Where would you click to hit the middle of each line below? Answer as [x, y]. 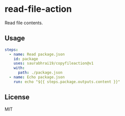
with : [19, 68]
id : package [26, 59]
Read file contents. [24, 23]
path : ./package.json [40, 73]
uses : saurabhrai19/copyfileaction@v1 [54, 63]
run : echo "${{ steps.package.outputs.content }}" [67, 82]
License [17, 97]
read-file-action [38, 9]
